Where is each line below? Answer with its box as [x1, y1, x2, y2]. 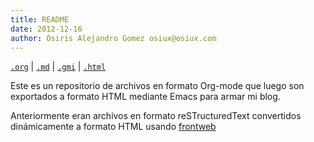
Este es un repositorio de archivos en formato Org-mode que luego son [10, 80, 305, 92]
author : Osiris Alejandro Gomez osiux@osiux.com [10, 33, 217, 43]
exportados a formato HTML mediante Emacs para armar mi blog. [10, 91, 281, 103]
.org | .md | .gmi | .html [10, 61, 107, 73]
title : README [10, 14, 70, 25]
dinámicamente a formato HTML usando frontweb [10, 121, 217, 133]
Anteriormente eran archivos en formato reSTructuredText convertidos [10, 110, 302, 122]
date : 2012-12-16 [10, 24, 83, 34]
